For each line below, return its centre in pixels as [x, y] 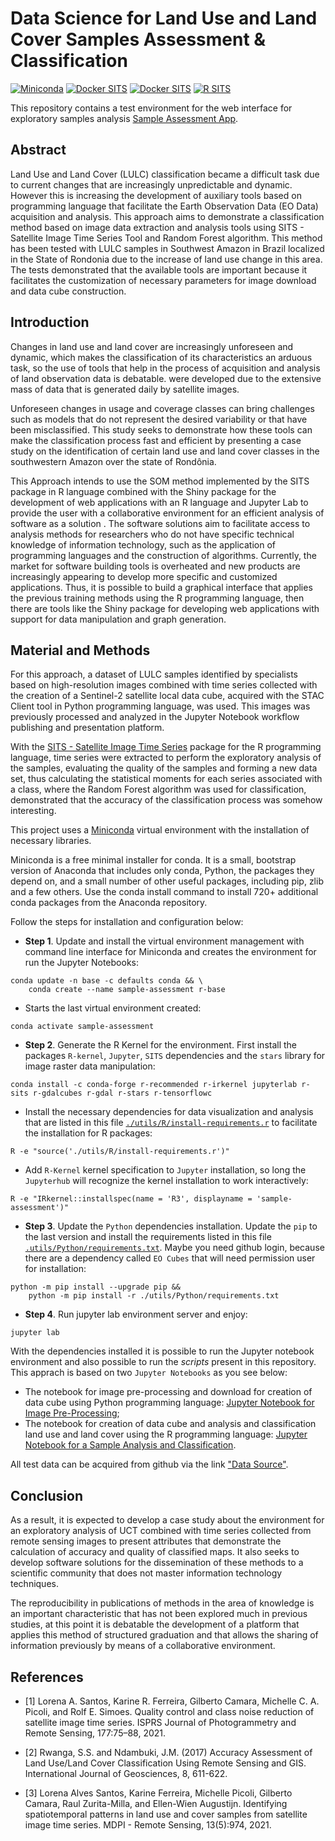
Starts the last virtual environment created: [113, 1008]
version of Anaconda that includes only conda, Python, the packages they [162, 871]
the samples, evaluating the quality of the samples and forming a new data [164, 768]
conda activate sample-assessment [82, 1027]
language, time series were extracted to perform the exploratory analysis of [166, 758]
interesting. [33, 811]
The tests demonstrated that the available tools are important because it [159, 269]
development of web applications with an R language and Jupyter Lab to [159, 502]
